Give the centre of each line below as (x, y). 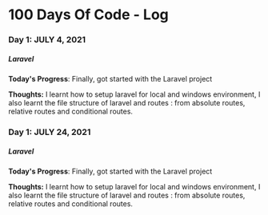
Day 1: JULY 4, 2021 (47, 40)
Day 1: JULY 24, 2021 (50, 132)
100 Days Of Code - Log (89, 15)
